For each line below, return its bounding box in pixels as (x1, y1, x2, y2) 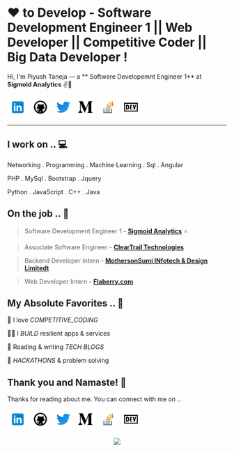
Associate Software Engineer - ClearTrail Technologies (24, 242, 185, 251)
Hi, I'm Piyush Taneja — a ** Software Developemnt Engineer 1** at (7, 72, 202, 81)
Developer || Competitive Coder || (7, 35, 208, 50)
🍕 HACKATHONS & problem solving (7, 357, 109, 365)
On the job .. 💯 (7, 208, 70, 220)
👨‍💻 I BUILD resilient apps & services (7, 329, 111, 338)
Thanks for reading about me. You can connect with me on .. (7, 395, 181, 403)
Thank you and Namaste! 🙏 (7, 376, 127, 388)
